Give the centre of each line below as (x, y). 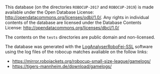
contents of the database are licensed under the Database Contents (73, 22)
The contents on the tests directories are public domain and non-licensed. (80, 37)
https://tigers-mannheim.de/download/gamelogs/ (62, 66)
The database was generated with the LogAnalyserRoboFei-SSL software (79, 46)
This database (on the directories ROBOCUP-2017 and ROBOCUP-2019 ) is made (79, 7)
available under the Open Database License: (50, 12)
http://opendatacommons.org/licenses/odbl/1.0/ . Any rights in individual (77, 17)
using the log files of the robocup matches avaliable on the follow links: (76, 52)
